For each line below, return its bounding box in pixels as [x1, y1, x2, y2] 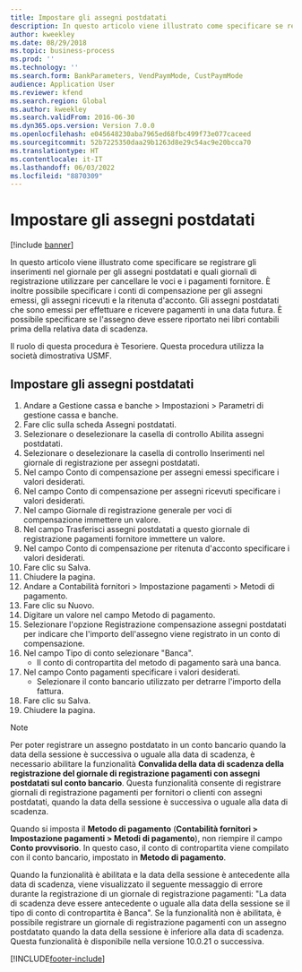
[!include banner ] [10, 239, 74, 251]
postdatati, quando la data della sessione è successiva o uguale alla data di [10, 796, 289, 807]
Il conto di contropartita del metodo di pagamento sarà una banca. [36, 658, 281, 667]
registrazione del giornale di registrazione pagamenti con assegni [10, 768, 261, 778]
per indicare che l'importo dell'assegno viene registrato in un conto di [22, 629, 280, 639]
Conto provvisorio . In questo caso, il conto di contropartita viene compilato [10, 843, 289, 853]
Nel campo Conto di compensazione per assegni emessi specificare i [22, 467, 280, 477]
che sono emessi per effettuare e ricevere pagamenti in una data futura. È [10, 305, 283, 315]
